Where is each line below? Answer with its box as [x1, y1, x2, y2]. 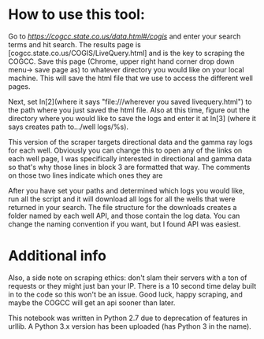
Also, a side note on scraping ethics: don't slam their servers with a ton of [8, 273, 247, 282]
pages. [8, 81, 31, 91]
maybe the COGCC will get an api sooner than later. [8, 297, 176, 308]
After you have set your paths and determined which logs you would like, [8, 186, 245, 195]
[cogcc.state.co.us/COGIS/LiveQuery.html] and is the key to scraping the [8, 48, 245, 57]
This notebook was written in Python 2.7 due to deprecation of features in [8, 313, 248, 322]
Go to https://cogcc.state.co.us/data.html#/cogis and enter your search [8, 31, 241, 41]
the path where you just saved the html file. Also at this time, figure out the [8, 105, 250, 115]
